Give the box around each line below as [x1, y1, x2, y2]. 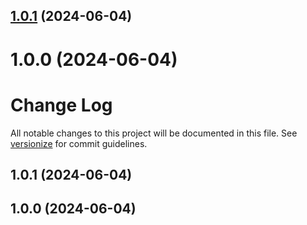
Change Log [10, 94, 113, 116]
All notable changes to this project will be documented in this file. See [10, 127, 298, 139]
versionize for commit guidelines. [10, 137, 148, 149]
